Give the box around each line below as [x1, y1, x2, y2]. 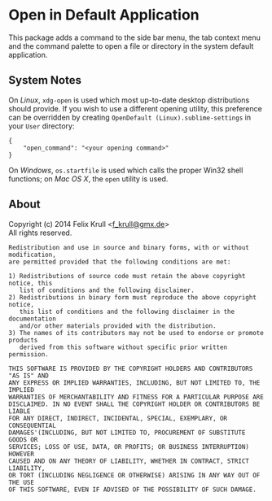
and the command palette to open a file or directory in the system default [8, 41, 254, 50]
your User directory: [8, 120, 75, 131]
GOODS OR [8, 435, 38, 444]
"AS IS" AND [8, 372, 49, 380]
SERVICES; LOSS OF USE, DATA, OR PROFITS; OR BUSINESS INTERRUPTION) [8, 442, 250, 451]
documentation [8, 315, 57, 323]
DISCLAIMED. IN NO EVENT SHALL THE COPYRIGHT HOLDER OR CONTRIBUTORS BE [8, 400, 261, 408]
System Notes [8, 73, 81, 87]
